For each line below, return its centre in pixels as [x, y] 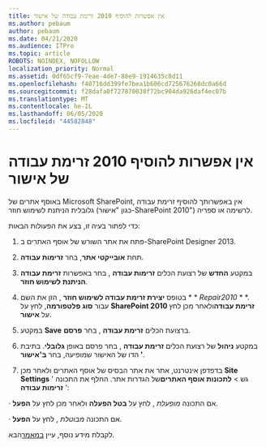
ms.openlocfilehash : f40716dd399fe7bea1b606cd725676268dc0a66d [118, 84]
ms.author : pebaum [39, 24]
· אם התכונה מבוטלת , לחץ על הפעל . [65, 419]
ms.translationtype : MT [49, 99]
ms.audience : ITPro [41, 46]
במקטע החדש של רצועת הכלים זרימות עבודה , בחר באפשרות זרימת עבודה [136, 273]
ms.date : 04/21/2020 [43, 39]
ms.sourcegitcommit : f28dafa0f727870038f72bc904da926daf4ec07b [118, 91]
